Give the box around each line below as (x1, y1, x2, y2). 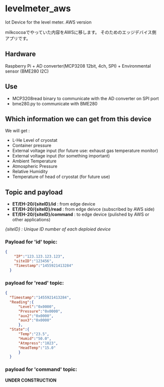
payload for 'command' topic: (5, 366, 78, 373)
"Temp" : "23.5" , (18, 332, 50, 336)
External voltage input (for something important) (12, 153, 110, 159)
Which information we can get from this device (5, 115, 152, 123)
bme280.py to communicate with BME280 (12, 101, 98, 106)
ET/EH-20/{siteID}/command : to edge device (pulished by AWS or (12, 211, 150, 217)
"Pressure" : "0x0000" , (18, 309, 63, 314)
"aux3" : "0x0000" (18, 318, 52, 323)
